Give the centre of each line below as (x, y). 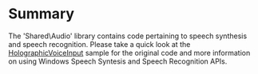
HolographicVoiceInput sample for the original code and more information (129, 53)
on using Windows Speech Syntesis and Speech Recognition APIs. (118, 61)
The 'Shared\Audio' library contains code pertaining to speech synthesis (128, 36)
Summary (41, 14)
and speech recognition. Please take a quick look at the (99, 44)
